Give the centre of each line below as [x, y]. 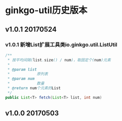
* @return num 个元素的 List [34, 88]
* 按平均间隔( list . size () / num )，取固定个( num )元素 [59, 60]
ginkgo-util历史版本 [46, 10]
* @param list [22, 69]
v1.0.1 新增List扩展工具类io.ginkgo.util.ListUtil [61, 44]
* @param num [21, 79]
